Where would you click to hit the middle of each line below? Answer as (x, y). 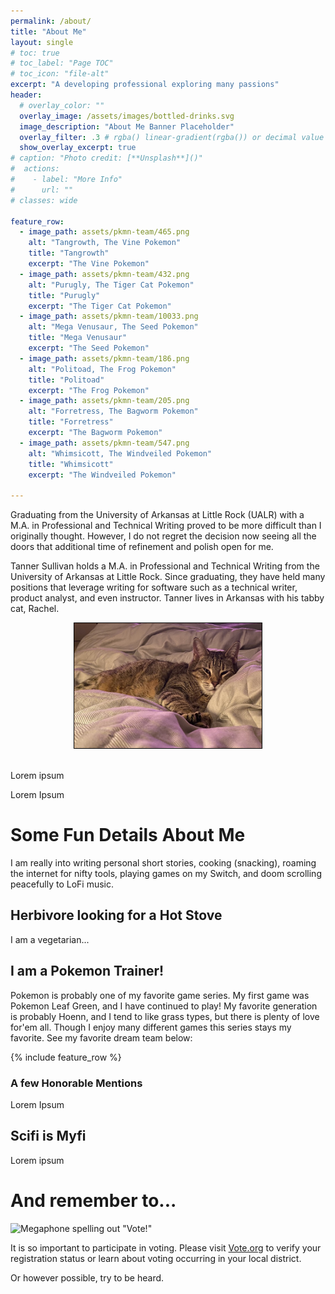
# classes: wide (44, 200)
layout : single (42, 42)
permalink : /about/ (51, 21)
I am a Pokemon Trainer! (87, 971)
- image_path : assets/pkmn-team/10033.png (109, 316)
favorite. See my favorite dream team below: (101, 1037)
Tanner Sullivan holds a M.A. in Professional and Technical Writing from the (165, 566)
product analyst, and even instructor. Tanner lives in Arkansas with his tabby (167, 598)
